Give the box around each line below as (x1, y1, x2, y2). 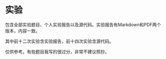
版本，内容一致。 (5, 28, 40, 33)
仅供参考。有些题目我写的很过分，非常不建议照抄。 (5, 49, 110, 55)
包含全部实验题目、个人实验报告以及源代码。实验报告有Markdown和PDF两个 (5, 22, 162, 28)
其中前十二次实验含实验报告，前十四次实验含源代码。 (5, 38, 114, 44)
